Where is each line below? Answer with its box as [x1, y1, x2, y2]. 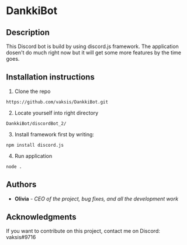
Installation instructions [6, 72, 95, 82]
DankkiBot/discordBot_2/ [6, 120, 67, 126]
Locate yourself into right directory [14, 109, 99, 116]
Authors [6, 180, 37, 189]
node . [6, 164, 22, 170]
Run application [14, 152, 53, 159]
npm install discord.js [6, 142, 64, 148]
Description [6, 27, 50, 37]
